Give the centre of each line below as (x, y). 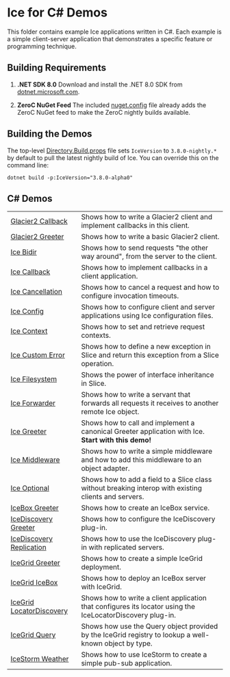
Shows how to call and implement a (138, 423)
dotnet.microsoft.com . (48, 91)
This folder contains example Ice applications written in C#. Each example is (115, 32)
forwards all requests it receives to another (150, 403)
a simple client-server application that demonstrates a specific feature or (110, 38)
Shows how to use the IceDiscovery (139, 539)
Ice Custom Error (38, 355)
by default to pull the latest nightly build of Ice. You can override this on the (113, 158)
